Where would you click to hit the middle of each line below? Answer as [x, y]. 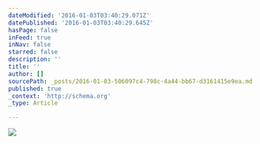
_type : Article [33, 103]
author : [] [26, 74]
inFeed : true [30, 37]
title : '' [24, 67]
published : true [35, 89]
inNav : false [30, 45]
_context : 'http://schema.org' [60, 96]
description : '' [35, 60]
